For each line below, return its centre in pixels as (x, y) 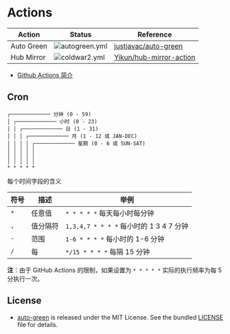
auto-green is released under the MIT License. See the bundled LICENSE (120, 317)
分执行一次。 (25, 278)
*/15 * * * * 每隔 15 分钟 (107, 252)
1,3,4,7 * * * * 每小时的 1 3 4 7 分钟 (127, 226)
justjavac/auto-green (149, 46)
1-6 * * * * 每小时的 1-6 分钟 (115, 238)
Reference (154, 34)
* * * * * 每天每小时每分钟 (110, 213)
